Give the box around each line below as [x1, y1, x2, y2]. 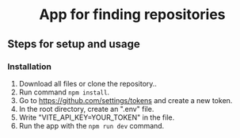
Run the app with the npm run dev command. [18, 121, 165, 130]
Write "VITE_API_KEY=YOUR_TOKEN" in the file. [18, 113, 175, 122]
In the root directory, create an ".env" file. [18, 104, 154, 113]
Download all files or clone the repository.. [18, 79, 158, 88]
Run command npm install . [18, 87, 110, 97]
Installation [7, 61, 52, 72]
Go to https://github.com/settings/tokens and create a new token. [18, 95, 233, 105]
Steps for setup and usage [7, 37, 140, 51]
